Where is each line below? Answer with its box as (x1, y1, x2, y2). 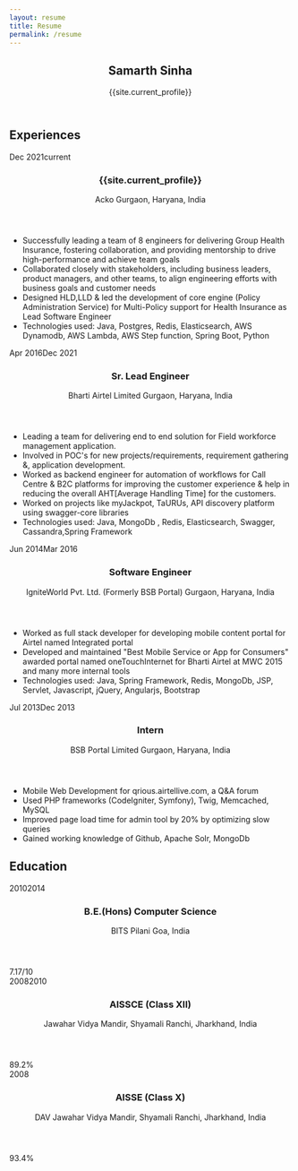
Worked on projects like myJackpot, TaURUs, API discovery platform (21, 498, 275, 509)
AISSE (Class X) (115, 1091, 186, 1104)
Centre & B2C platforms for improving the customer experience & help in (21, 478, 290, 489)
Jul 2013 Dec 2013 (9, 702, 76, 712)
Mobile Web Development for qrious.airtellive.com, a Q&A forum (21, 785, 260, 796)
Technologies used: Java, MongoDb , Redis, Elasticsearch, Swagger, (21, 517, 276, 528)
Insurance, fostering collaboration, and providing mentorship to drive (21, 244, 277, 255)
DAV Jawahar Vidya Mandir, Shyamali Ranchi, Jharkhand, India (34, 1112, 267, 1123)
